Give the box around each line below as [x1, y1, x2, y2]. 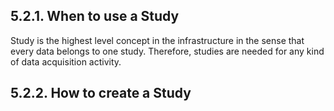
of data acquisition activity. [10, 55, 122, 68]
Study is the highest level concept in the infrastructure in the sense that [10, 34, 305, 46]
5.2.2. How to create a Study [10, 85, 192, 102]
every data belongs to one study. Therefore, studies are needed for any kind [10, 45, 325, 57]
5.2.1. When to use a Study [10, 8, 180, 25]
